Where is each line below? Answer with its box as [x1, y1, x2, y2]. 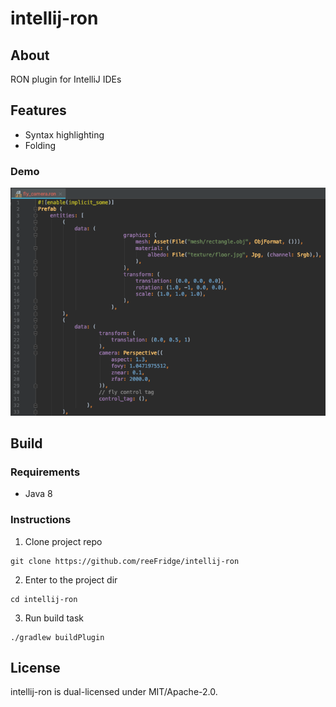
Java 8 [24, 488, 53, 500]
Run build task [24, 612, 85, 624]
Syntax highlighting [24, 128, 105, 141]
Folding [24, 139, 57, 151]
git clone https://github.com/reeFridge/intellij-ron [10, 556, 240, 566]
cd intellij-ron [10, 594, 78, 604]
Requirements [10, 465, 81, 479]
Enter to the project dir [24, 573, 118, 586]
